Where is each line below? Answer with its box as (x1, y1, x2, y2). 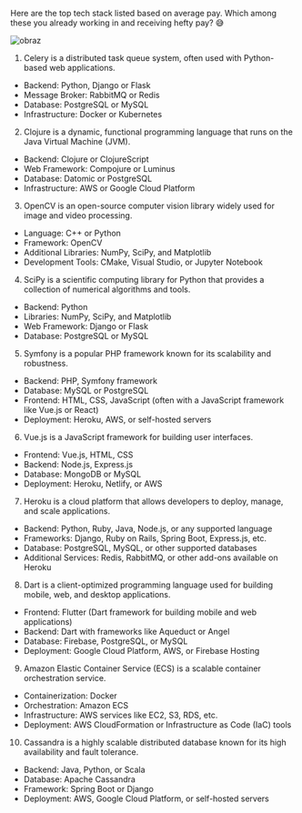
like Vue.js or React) (23, 405, 99, 415)
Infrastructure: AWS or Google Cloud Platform (23, 183, 196, 194)
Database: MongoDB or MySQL (23, 468, 142, 479)
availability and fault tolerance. (23, 747, 139, 758)
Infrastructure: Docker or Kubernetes (23, 109, 163, 119)
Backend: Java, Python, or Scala (23, 764, 146, 775)
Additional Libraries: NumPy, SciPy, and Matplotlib (23, 247, 212, 257)
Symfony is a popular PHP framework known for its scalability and (23, 348, 272, 358)
